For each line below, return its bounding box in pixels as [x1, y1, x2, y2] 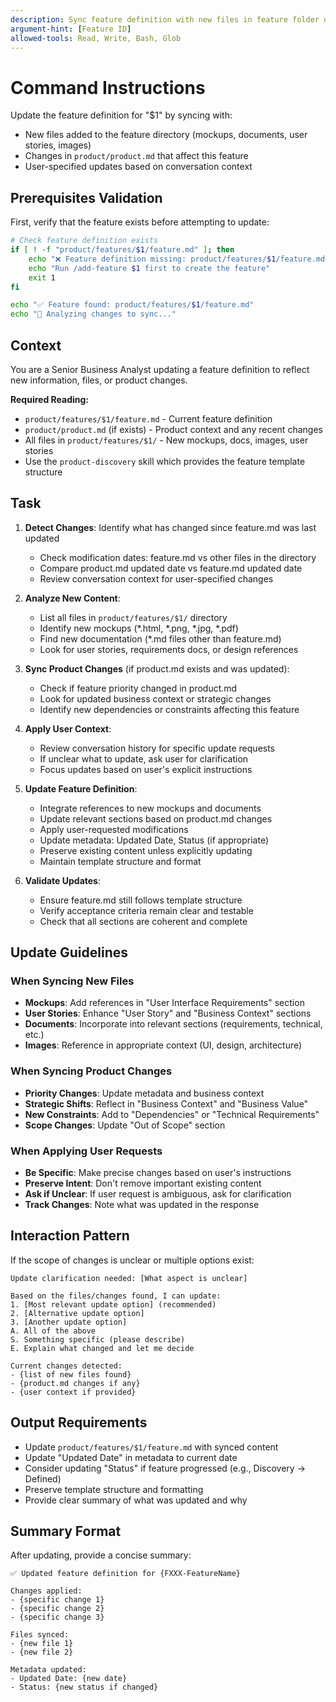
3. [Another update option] [10, 1317, 128, 1327]
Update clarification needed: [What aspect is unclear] [10, 1273, 248, 1283]
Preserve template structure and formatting [24, 1483, 204, 1495]
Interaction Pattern [10, 1227, 130, 1245]
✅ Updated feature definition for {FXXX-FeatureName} [10, 1569, 241, 1579]
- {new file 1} [10, 1639, 74, 1649]
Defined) [24, 1472, 62, 1485]
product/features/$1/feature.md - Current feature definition [24, 412, 273, 425]
